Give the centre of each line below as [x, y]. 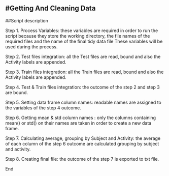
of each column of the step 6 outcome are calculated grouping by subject [82, 143]
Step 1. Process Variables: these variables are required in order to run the [82, 31]
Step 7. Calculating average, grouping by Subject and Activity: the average [83, 138]
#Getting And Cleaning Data [50, 8]
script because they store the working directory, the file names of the [78, 36]
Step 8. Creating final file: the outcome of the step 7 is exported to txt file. [82, 159]
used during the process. [31, 47]
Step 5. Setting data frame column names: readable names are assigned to [83, 102]
